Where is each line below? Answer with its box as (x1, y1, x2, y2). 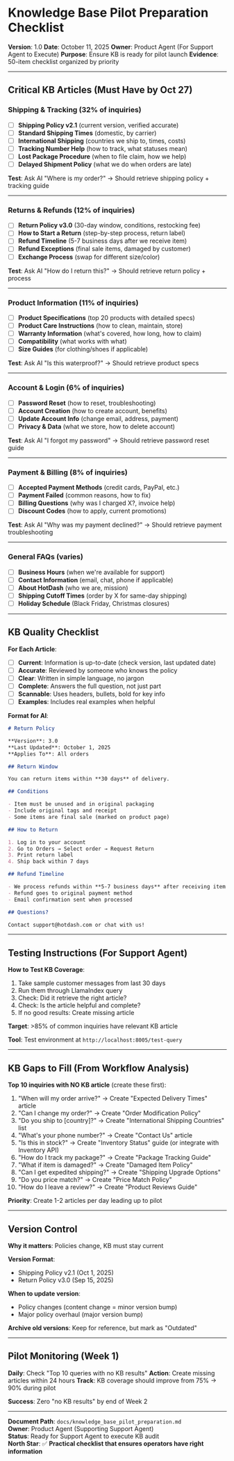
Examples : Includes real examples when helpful (17, 698, 156, 706)
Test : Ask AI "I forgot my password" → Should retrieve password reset (8, 436, 210, 445)
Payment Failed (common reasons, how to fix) (17, 491, 151, 500)
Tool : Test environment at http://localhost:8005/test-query (8, 1035, 183, 1044)
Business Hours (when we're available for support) (17, 568, 165, 576)
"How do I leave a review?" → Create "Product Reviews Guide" (17, 1183, 198, 1191)
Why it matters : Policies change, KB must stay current (8, 1241, 164, 1250)
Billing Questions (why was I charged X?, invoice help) (17, 499, 176, 507)
